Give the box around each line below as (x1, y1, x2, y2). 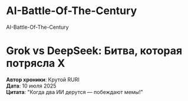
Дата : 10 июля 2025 (6, 82, 57, 89)
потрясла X (6, 57, 65, 70)
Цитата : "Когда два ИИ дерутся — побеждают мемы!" (6, 88, 143, 95)
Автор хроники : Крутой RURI (6, 76, 80, 83)
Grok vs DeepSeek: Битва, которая (6, 44, 183, 58)
